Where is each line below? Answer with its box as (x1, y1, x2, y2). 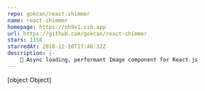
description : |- (7, 50, 55, 57)
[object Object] (7, 75, 52, 84)
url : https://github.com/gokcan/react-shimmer (7, 30, 148, 37)
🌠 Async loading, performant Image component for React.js (20, 56, 199, 63)
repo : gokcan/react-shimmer (7, 10, 91, 18)
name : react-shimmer (7, 17, 69, 24)
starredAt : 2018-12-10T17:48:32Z (7, 43, 106, 50)
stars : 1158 (7, 37, 43, 44)
